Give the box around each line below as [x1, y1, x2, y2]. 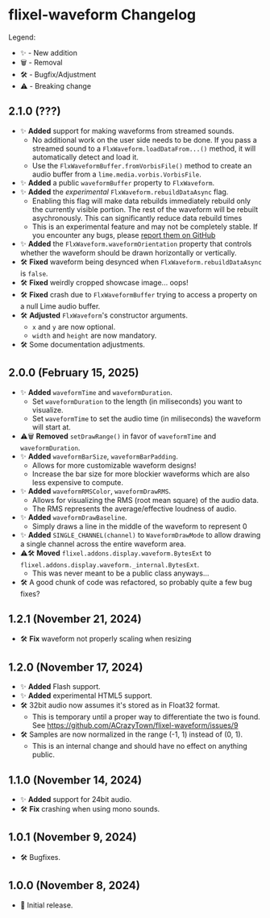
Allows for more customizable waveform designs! [31, 460, 197, 470]
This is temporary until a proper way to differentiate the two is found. [31, 712, 260, 722]
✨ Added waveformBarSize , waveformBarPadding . [19, 451, 179, 461]
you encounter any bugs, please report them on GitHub [31, 230, 216, 239]
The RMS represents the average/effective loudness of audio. [31, 504, 237, 513]
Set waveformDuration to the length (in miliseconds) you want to [31, 397, 243, 406]
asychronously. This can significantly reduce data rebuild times [31, 213, 243, 222]
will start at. [31, 422, 71, 432]
